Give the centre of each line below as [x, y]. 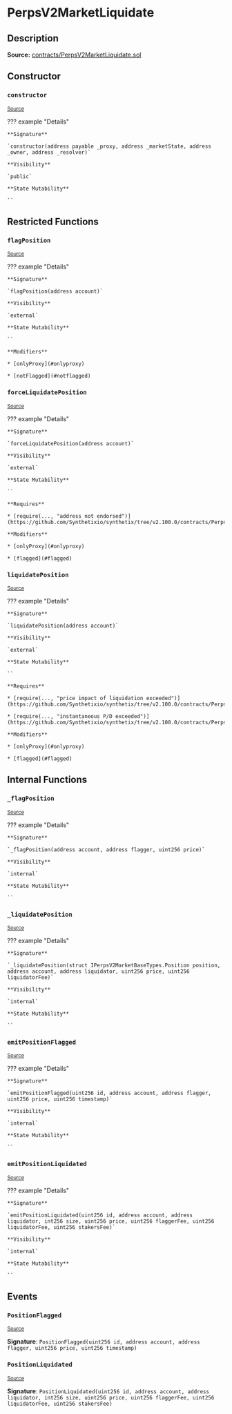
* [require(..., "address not [51, 516]
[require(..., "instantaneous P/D [63, 716]
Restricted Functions [53, 222]
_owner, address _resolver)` [49, 152]
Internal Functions [47, 780]
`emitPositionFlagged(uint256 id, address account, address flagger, [109, 1093]
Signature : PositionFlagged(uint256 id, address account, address [104, 1342]
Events [22, 1296]
